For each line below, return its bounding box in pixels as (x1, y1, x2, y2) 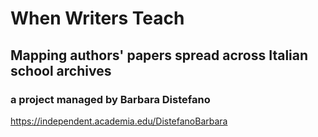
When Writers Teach (10, 7, 185, 30)
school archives (10, 62, 112, 79)
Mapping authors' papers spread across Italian (10, 47, 309, 64)
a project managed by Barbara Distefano (10, 92, 211, 106)
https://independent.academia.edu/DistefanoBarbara (10, 115, 228, 127)
